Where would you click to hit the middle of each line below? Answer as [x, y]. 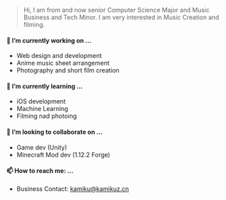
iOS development [41, 101]
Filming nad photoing [47, 116]
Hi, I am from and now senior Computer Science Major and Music [116, 10]
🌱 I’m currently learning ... [45, 86]
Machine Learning [42, 109]
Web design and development [59, 56]
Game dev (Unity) [41, 147]
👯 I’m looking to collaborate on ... [55, 132]
